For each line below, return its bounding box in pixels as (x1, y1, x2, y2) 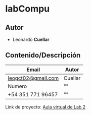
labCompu (5, 3, 50, 15)
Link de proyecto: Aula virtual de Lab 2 (5, 104, 86, 110)
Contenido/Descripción (5, 51, 81, 60)
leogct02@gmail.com (8, 74, 59, 81)
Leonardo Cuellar (12, 36, 50, 42)
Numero (8, 83, 27, 90)
